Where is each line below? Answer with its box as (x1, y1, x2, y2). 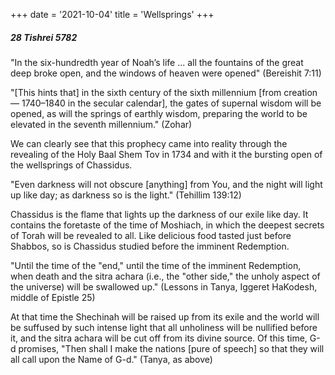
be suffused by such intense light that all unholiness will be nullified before (10, 321, 318, 333)
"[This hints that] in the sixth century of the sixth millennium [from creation (10, 86, 318, 98)
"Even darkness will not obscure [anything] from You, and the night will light (10, 178, 323, 190)
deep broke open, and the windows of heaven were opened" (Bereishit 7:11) (10, 67, 322, 79)
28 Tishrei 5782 (10, 31, 78, 43)
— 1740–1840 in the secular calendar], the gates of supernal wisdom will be (10, 97, 322, 109)
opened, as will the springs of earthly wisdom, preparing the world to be (10, 107, 308, 119)
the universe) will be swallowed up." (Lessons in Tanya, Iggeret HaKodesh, (10, 280, 318, 293)
